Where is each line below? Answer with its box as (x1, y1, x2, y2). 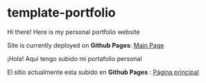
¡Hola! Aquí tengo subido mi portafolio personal (7, 54, 142, 63)
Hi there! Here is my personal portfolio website (7, 28, 140, 36)
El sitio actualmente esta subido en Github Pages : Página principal (7, 68, 199, 76)
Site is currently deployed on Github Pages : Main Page (7, 41, 164, 49)
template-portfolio (7, 5, 116, 21)
